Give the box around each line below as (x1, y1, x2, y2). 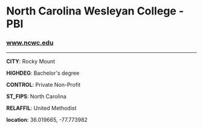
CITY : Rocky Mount (6, 58, 56, 65)
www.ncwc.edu (6, 39, 54, 47)
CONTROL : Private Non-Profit (6, 81, 81, 89)
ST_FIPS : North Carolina (6, 93, 66, 100)
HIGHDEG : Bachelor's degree (6, 69, 80, 77)
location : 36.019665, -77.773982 (6, 116, 88, 124)
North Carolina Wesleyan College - (6, 4, 184, 18)
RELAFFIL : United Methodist (6, 104, 77, 112)
